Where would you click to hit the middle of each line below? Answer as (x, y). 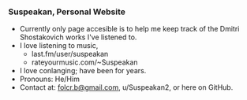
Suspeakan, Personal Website (67, 12)
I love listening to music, (59, 46)
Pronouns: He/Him (50, 79)
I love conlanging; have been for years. (83, 71)
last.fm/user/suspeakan (70, 54)
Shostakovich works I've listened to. (78, 37)
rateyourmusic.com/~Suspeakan (84, 62)
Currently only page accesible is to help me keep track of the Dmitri (129, 29)
